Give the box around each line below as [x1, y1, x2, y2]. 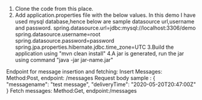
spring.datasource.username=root [14, 31, 101, 38]
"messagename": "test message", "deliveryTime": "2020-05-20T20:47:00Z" [6, 81, 196, 88]
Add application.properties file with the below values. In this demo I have [14, 11, 196, 19]
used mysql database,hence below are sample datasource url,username [14, 18, 195, 25]
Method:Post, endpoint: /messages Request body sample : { [6, 75, 156, 81]
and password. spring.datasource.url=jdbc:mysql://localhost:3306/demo [14, 24, 196, 31]
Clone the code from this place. [14, 5, 93, 12]
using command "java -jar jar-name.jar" [14, 57, 113, 63]
